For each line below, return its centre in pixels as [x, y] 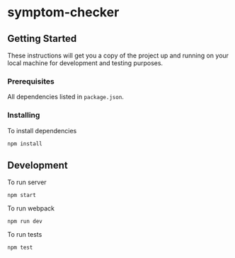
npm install [25, 144]
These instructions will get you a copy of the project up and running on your [118, 55]
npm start [22, 196]
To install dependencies [42, 130]
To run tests [25, 235]
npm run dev [25, 221]
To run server [27, 182]
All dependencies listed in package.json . [65, 97]
